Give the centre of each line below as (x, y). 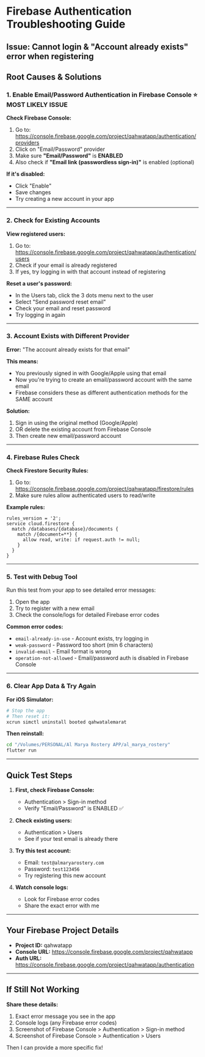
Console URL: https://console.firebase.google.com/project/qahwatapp (104, 951)
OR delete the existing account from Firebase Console (83, 429)
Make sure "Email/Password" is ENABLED (69, 156)
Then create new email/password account (68, 435)
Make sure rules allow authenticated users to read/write (85, 495)
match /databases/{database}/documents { (65, 529)
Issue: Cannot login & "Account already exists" (97, 47)
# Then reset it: (28, 716)
